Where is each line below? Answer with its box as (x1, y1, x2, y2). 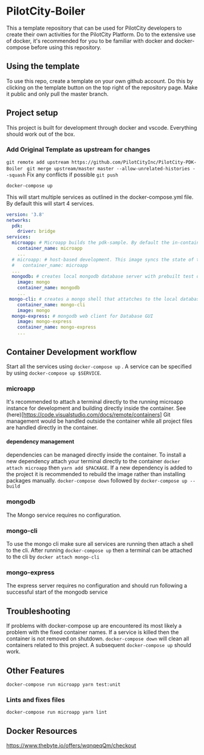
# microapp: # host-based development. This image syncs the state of (12, 257, 194, 263)
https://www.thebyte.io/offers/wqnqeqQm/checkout (6, 742, 137, 750)
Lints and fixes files (6, 696, 66, 704)
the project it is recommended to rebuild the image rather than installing (6, 471, 186, 478)
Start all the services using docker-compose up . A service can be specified (6, 363, 192, 370)
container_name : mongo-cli (17, 301, 86, 307)
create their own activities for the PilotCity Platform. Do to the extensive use (6, 30, 196, 38)
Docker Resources (6, 726, 78, 736)
